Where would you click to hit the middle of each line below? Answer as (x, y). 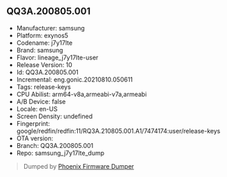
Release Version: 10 (45, 64)
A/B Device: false (41, 101)
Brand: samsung (40, 50)
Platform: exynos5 (42, 35)
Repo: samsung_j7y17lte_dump (60, 153)
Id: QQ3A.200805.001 (47, 72)
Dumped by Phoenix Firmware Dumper (79, 166)
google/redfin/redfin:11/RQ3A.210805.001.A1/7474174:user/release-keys (118, 131)
